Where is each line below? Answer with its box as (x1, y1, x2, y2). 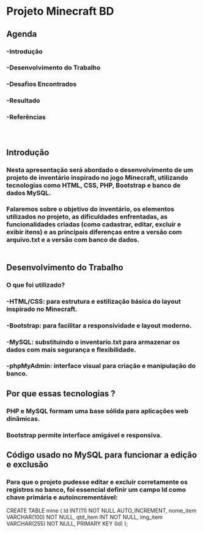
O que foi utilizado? (6, 280, 65, 289)
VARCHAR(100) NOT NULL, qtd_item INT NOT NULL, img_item (6, 513, 163, 521)
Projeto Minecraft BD (6, 4, 114, 18)
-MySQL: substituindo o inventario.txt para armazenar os (6, 337, 180, 346)
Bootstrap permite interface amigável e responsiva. (6, 431, 163, 439)
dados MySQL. (6, 188, 51, 197)
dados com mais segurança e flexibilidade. (6, 345, 136, 354)
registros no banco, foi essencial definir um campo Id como (6, 485, 186, 494)
